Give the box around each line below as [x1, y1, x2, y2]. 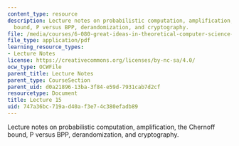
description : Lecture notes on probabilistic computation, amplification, [7, 17, 234, 24]
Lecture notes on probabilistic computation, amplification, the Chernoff [7, 122, 216, 131]
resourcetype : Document [7, 90, 78, 97]
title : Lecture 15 [7, 97, 62, 104]
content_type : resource [7, 10, 78, 18]
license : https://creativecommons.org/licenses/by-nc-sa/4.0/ [7, 57, 196, 64]
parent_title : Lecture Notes [7, 70, 94, 77]
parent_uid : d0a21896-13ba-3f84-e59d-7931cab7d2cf [7, 83, 161, 90]
